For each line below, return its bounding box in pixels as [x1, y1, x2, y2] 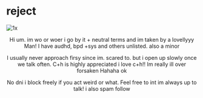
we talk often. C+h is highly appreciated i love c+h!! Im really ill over [17, 60, 187, 68]
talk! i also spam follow [73, 85, 130, 92]
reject [6, 4, 36, 18]
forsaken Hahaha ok [76, 67, 127, 74]
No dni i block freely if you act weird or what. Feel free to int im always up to [7, 79, 197, 86]
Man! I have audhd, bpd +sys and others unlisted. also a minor [24, 42, 180, 50]
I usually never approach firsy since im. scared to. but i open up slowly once [7, 54, 197, 61]
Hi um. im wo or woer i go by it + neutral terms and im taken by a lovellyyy [9, 36, 195, 43]
